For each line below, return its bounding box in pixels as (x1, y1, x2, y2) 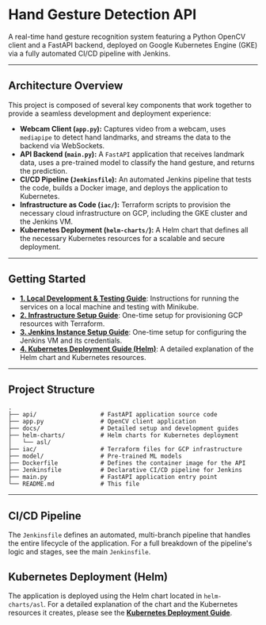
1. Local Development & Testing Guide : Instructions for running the (19, 293, 239, 303)
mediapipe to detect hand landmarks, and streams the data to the (19, 132, 231, 142)
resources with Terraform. (19, 319, 105, 328)
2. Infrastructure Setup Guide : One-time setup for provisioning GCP (19, 310, 243, 320)
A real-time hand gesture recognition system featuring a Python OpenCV (8, 32, 246, 41)
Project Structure (8, 382, 95, 396)
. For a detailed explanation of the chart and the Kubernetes (43, 600, 238, 608)
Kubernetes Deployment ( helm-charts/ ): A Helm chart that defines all (19, 224, 249, 235)
